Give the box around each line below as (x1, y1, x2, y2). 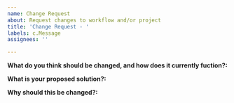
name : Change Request (7, 10, 71, 17)
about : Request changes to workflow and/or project (7, 17, 161, 24)
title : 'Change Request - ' (7, 23, 90, 30)
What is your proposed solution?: (7, 74, 106, 84)
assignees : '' (7, 36, 49, 43)
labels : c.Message (7, 29, 61, 37)
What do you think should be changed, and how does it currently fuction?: (7, 61, 228, 70)
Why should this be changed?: (7, 88, 98, 97)
